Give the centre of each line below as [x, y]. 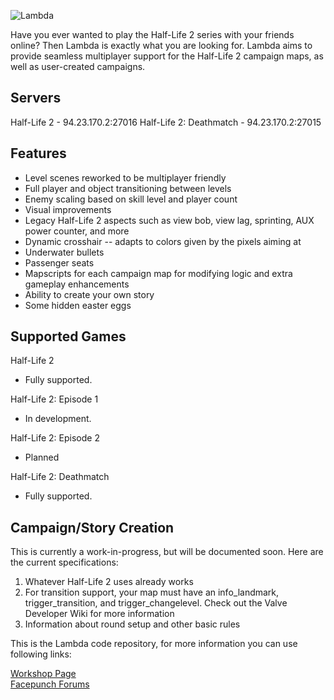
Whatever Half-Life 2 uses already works [109, 582]
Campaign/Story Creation [92, 527]
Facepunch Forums [50, 684]
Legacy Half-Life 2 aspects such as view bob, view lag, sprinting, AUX [169, 220]
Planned [42, 457]
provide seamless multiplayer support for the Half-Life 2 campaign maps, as [167, 56]
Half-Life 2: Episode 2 [55, 438]
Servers [36, 98]
